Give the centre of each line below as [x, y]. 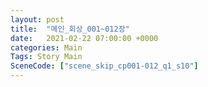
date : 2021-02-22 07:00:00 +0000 [84, 38]
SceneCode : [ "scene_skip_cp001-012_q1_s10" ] [104, 66]
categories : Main [46, 47]
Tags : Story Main [46, 57]
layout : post [37, 19]
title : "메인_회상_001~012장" [70, 29]
